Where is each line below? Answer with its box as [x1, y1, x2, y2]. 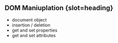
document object [11, 17, 47, 22]
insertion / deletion [11, 22, 51, 28]
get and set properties [11, 27, 58, 33]
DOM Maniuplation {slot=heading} [4, 4, 114, 12]
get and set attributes [11, 32, 56, 38]
